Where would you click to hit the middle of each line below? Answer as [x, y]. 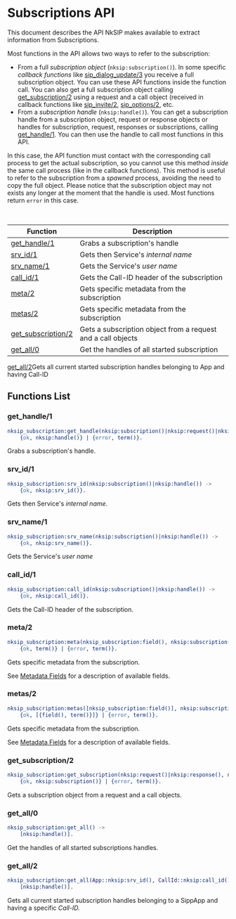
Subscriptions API [61, 13]
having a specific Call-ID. [44, 908]
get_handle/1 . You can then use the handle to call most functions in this [120, 134]
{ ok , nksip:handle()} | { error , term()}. [81, 437]
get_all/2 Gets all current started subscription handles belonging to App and [116, 366]
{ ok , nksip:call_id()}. [55, 596]
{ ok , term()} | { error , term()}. [69, 648]
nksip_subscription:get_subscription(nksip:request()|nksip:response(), [116, 775]
